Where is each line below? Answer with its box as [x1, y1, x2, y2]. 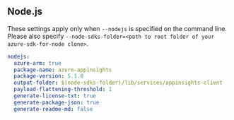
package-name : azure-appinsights [13, 66, 112, 73]
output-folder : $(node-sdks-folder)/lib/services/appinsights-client [13, 79, 223, 87]
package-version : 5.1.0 [13, 73, 83, 80]
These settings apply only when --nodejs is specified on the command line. [7, 24, 228, 32]
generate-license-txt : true [13, 92, 97, 100]
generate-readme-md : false [13, 105, 93, 112]
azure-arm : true [13, 59, 62, 66]
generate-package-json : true [13, 99, 100, 106]
